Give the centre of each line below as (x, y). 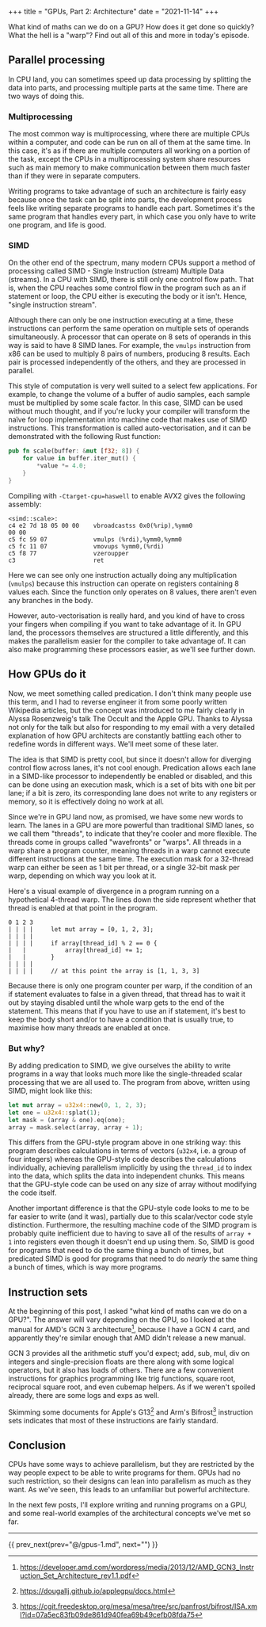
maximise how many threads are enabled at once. (89, 1027)
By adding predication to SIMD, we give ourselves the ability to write (120, 1065)
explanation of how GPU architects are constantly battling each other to (125, 735)
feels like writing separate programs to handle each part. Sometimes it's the (132, 208)
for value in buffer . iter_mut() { (79, 459)
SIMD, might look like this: (50, 1090)
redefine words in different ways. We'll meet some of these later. (114, 743)
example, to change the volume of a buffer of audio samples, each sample (129, 395)
